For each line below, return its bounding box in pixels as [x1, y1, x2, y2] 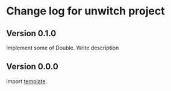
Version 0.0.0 [6, 61, 58, 72]
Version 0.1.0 [6, 28, 57, 39]
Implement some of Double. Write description [6, 44, 119, 51]
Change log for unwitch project [6, 4, 165, 18]
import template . [6, 77, 47, 85]
